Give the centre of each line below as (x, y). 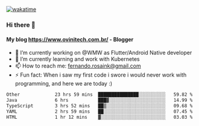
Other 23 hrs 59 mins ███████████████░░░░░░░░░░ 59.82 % (99, 95)
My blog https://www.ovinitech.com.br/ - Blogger (70, 39)
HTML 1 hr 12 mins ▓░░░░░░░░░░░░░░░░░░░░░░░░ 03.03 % (99, 117)
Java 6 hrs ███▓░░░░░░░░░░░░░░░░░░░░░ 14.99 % (99, 100)
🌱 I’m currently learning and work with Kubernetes (77, 59)
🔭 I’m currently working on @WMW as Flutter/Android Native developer (103, 53)
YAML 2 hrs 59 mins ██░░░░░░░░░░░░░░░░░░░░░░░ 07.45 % (99, 112)
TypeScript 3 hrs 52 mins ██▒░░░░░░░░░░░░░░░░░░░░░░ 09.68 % (99, 106)
